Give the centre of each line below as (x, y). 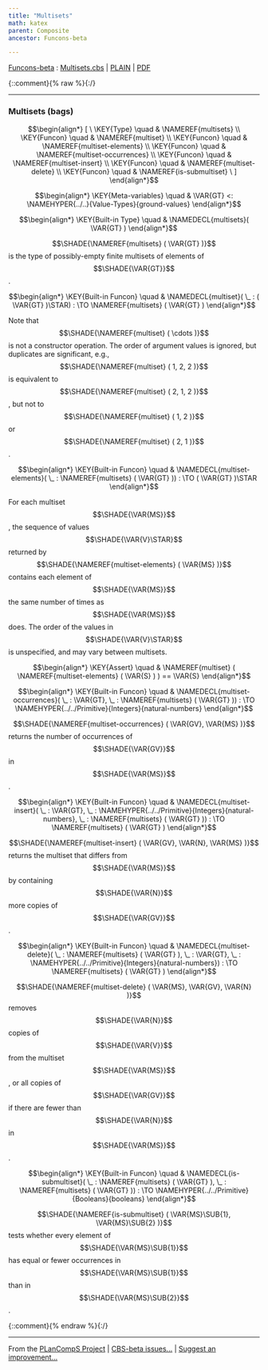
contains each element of (50, 577)
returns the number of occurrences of (71, 736)
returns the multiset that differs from (68, 855)
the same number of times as (56, 601)
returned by (28, 552)
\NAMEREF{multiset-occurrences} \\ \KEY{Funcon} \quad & (134, 154)
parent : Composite (39, 30)
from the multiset (37, 1057)
